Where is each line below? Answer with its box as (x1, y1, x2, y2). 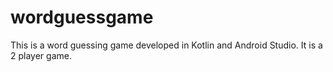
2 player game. (10, 49, 72, 61)
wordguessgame (10, 6, 154, 29)
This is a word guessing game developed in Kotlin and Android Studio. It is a (10, 39, 323, 51)
